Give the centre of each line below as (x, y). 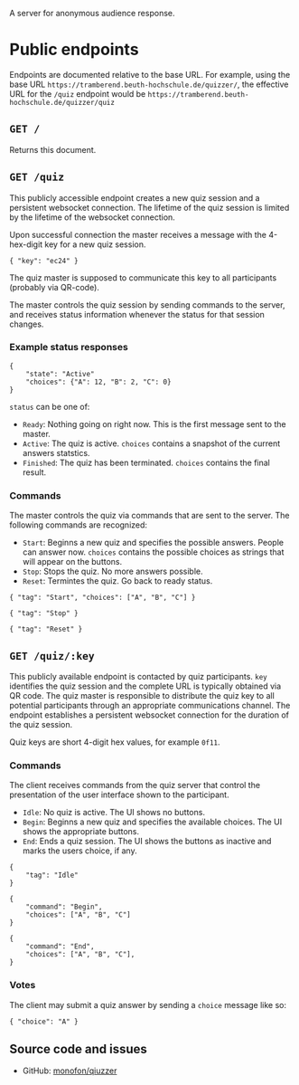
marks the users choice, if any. (79, 851)
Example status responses (69, 347)
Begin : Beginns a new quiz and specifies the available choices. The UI (152, 822)
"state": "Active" (60, 374)
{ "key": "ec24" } (44, 261)
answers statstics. (56, 452)
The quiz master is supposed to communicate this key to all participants (143, 277)
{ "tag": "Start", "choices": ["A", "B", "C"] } (103, 598)
